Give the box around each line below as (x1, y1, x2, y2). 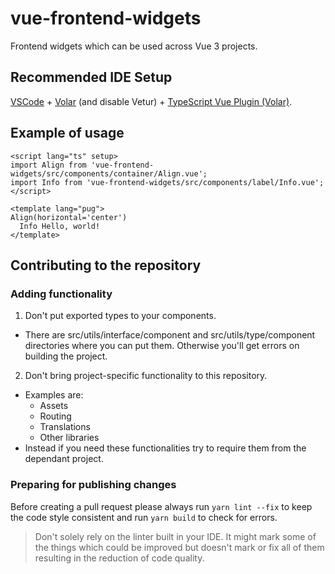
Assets (39, 400, 69, 412)
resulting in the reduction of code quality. (34, 552, 205, 564)
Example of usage (10, 125, 125, 142)
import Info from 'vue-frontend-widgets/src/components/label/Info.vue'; (10, 177, 325, 187)
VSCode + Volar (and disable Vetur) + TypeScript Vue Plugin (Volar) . (10, 95, 293, 107)
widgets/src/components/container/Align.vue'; (10, 168, 208, 179)
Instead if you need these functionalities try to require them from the (24, 442, 307, 454)
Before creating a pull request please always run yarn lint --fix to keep (10, 500, 313, 512)
